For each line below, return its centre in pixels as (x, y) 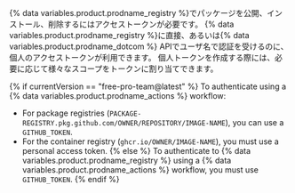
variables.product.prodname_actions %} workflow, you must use (140, 170)
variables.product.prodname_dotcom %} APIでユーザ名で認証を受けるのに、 (149, 46)
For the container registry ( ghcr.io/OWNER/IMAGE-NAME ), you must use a (151, 141)
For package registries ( (66, 113)
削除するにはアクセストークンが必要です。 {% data (141, 24)
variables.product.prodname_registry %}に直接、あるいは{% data (130, 35)
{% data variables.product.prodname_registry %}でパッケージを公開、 (138, 13)
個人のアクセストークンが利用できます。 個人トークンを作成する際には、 (142, 57)
